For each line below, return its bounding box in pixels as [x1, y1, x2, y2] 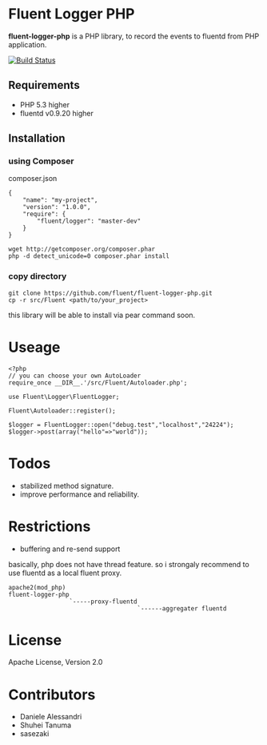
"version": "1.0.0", [22, 203, 91, 211]
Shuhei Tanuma [19, 720, 72, 730]
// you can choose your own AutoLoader [8, 372, 141, 380]
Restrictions [8, 517, 91, 535]
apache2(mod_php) [8, 583, 66, 591]
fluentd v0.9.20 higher [19, 108, 94, 118]
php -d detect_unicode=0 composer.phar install [8, 252, 170, 260]
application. [8, 39, 47, 49]
